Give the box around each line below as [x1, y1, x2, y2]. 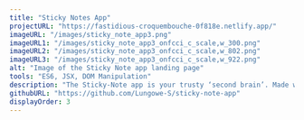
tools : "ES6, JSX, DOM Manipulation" [9, 72, 152, 81]
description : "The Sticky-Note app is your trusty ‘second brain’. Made [9, 80, 290, 89]
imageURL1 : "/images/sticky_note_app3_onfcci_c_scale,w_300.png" [9, 38, 261, 48]
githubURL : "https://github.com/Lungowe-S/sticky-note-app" [9, 88, 242, 97]
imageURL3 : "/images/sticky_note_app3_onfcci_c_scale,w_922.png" [9, 55, 261, 64]
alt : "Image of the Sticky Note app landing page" [9, 64, 204, 73]
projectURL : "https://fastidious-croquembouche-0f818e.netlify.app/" [9, 22, 278, 31]
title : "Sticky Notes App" [9, 13, 111, 23]
